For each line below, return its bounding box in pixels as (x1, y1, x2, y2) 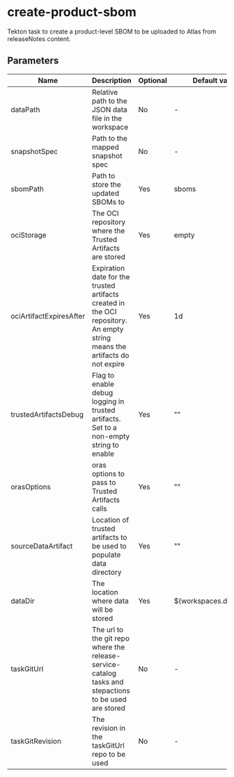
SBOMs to (91, 197, 125, 206)
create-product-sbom (7, 4, 137, 20)
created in (91, 298, 125, 307)
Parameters (7, 55, 59, 67)
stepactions (91, 686, 130, 695)
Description (91, 75, 132, 85)
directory (91, 567, 122, 577)
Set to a (91, 422, 117, 432)
